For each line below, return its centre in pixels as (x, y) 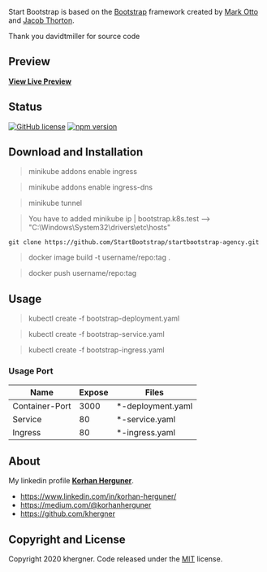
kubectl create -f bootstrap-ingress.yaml (96, 350)
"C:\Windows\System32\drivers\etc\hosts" (99, 228)
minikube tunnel (55, 203)
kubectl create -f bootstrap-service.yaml (96, 334)
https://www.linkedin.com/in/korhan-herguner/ (98, 496)
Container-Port (42, 406)
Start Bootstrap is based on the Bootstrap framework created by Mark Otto (133, 12)
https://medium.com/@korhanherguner (86, 505)
